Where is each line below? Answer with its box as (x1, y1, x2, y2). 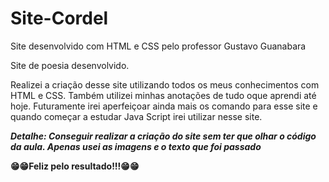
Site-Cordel (10, 7, 109, 30)
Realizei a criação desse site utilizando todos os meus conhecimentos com (10, 78, 320, 91)
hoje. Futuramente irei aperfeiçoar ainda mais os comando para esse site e (10, 100, 318, 112)
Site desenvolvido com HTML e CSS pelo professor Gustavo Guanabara (10, 40, 307, 52)
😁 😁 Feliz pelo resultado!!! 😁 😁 (10, 160, 140, 172)
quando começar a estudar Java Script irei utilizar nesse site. (10, 110, 263, 122)
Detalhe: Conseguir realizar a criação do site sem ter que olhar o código (10, 130, 317, 142)
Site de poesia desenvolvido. (10, 59, 130, 71)
